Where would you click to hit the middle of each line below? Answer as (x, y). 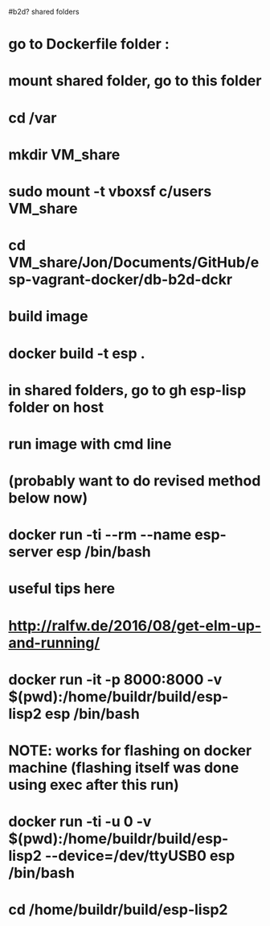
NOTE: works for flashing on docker (130, 750)
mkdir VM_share (64, 154)
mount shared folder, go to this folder (135, 81)
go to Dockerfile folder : (89, 44)
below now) (48, 498)
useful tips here (61, 589)
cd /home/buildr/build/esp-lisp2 (118, 910)
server (31, 552)
